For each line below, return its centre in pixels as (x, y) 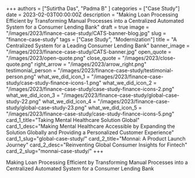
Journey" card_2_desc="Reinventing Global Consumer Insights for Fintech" (97, 145)
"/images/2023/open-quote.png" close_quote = (64, 58)
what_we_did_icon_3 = (33, 95)
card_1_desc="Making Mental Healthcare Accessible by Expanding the (90, 126)
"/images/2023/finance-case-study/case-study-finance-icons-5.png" (90, 114)
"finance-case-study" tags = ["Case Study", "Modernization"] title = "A (91, 39)
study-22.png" (24, 101)
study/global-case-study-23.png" (46, 108)
